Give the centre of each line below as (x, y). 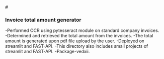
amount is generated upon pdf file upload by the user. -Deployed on (75, 41)
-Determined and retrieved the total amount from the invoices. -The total (79, 36)
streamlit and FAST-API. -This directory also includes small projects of (77, 46)
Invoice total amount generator (43, 20)
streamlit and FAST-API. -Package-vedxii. (48, 52)
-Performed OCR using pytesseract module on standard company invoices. (82, 30)
